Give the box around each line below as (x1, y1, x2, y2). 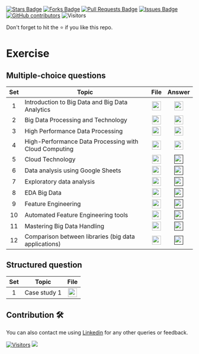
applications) (24, 240, 61, 248)
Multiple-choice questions (6, 70, 106, 80)
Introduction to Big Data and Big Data (24, 98, 128, 106)
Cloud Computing (24, 145, 74, 153)
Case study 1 (24, 288, 62, 296)
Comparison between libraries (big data (24, 232, 135, 241)
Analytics (24, 106, 51, 113)
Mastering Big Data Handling (24, 222, 105, 230)
